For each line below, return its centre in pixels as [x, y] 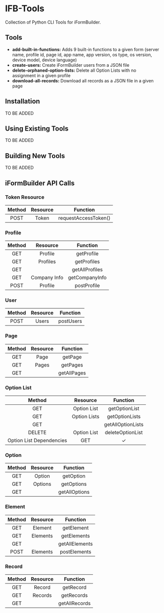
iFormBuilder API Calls [40, 183]
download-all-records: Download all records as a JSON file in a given [83, 80]
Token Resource [25, 197]
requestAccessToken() [84, 218]
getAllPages [72, 373]
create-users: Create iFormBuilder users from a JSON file [71, 65]
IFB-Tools [25, 9]
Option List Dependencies [37, 441]
